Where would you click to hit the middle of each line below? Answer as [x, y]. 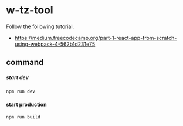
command [25, 62]
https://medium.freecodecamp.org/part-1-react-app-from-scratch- [96, 38]
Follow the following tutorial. [40, 26]
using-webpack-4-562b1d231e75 [55, 44]
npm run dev [21, 91]
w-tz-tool [30, 10]
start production [26, 104]
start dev [18, 77]
